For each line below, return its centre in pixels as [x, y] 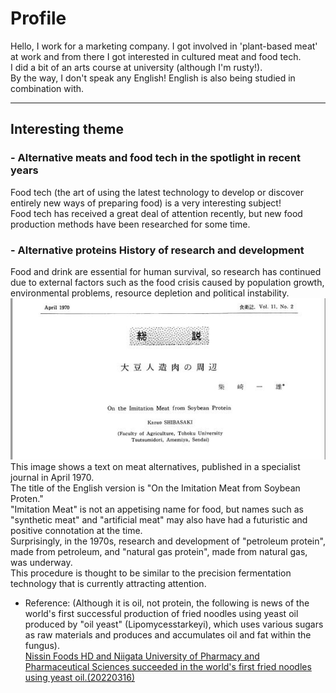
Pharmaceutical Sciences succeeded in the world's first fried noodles [168, 666]
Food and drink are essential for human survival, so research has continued [166, 271]
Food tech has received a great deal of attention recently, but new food [156, 213]
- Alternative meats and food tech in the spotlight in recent [155, 158]
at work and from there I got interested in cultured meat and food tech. [156, 56]
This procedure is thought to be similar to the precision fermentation [151, 573]
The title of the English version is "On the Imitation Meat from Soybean [155, 488]
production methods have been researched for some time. [130, 224]
